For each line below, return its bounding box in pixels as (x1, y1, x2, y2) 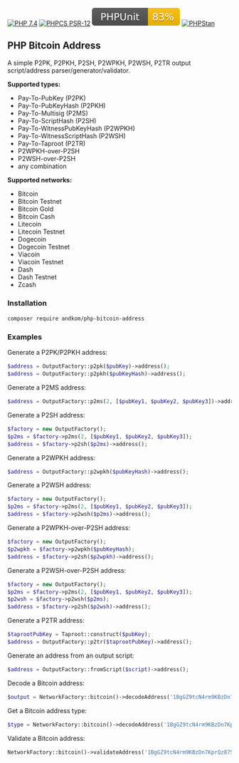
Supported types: (7, 80, 61, 88)
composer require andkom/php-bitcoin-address (7, 315, 144, 323)
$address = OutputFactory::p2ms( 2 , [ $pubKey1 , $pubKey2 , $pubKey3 (7, 398, 208, 405)
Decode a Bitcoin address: (7, 678, 85, 687)
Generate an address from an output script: (7, 651, 134, 660)
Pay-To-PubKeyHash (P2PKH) (17, 101, 106, 110)
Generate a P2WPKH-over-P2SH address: (7, 524, 130, 532)
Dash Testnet (17, 272, 57, 281)
